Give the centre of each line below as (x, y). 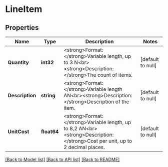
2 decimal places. (84, 147)
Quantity (18, 62)
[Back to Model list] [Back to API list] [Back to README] (62, 160)
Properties (22, 28)
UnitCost (18, 132)
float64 (50, 132)
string (48, 95)
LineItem (24, 9)
